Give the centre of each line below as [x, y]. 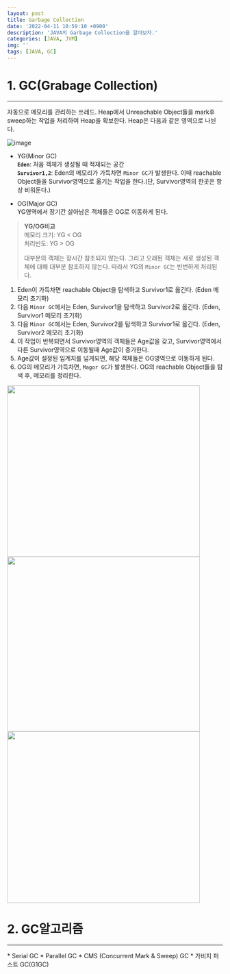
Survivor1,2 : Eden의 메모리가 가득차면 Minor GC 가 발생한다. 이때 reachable [119, 173]
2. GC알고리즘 [45, 929]
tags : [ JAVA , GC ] [32, 52]
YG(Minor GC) [37, 156]
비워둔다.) [38, 190]
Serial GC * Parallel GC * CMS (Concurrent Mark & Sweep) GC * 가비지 [112, 955]
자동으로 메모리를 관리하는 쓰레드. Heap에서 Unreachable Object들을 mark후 [111, 112]
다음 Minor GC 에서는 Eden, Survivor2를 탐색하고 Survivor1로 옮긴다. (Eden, [118, 324]
